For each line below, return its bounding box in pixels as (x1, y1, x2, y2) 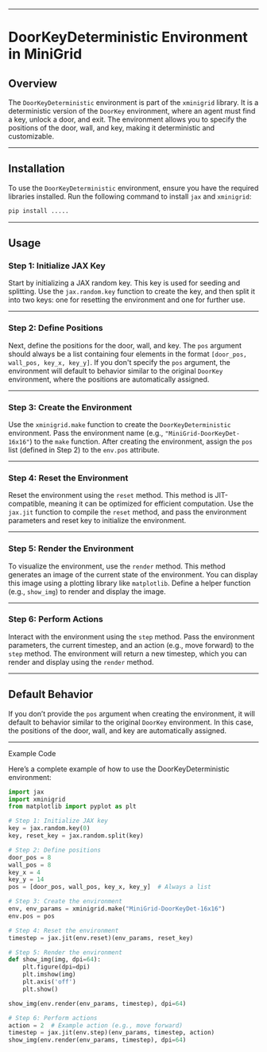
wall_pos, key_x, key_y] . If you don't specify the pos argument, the (8, 357, 230, 367)
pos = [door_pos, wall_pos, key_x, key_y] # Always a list (8, 883, 212, 891)
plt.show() (22, 985, 59, 993)
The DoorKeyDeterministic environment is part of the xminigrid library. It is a (8, 98, 259, 107)
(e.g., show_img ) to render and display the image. (8, 586, 166, 596)
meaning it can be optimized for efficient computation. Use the (48, 499, 254, 509)
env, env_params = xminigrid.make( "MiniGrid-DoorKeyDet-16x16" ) (8, 905, 226, 913)
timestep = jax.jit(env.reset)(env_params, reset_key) (8, 934, 194, 942)
